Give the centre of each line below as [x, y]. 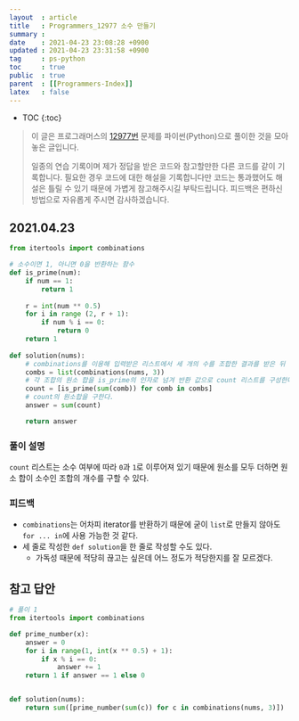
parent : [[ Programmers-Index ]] [71, 84]
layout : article [43, 17]
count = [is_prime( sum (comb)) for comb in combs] [119, 389]
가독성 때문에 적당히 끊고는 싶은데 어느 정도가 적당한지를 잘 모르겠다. [154, 558]
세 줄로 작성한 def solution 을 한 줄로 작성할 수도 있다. [117, 547]
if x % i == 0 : [69, 659]
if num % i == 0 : [73, 323]
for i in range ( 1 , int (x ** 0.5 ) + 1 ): [99, 651]
